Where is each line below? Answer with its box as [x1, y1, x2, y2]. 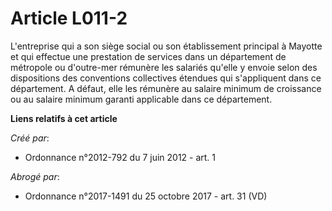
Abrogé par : [10, 170, 60, 182]
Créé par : [10, 132, 50, 144]
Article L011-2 [10, 7, 128, 30]
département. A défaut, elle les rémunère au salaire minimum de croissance [10, 82, 322, 94]
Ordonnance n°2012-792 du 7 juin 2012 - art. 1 [24, 151, 217, 163]
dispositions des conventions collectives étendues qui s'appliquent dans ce [10, 72, 322, 84]
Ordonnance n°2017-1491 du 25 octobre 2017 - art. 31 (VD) [24, 190, 268, 202]
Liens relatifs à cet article [10, 112, 118, 124]
